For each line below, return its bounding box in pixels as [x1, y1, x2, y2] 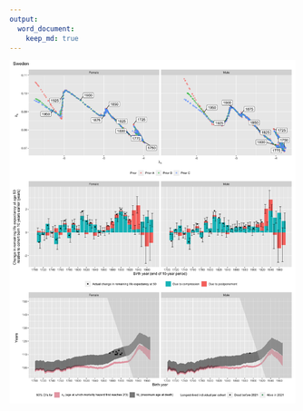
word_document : [17, 24, 75, 34]
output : [9, 15, 39, 24]
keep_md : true [25, 34, 79, 43]
